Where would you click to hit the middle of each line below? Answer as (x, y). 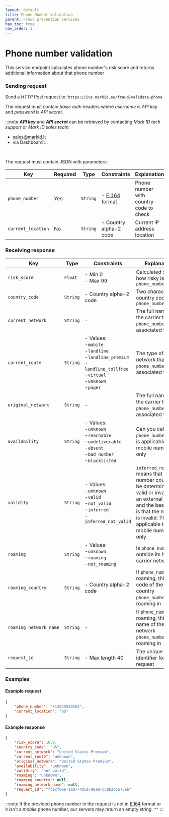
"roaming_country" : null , (41, 780)
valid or (145, 492)
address (145, 229)
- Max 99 (96, 280)
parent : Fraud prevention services (43, 19)
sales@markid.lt (29, 137)
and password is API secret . (34, 112)
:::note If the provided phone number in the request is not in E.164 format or (83, 804)
